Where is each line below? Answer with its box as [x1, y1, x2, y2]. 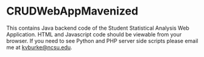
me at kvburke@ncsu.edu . [6, 44, 72, 51]
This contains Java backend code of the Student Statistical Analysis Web [6, 24, 190, 32]
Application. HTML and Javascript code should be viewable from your [6, 30, 182, 38]
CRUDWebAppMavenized [6, 4, 139, 18]
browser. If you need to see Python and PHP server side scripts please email [6, 37, 199, 44]
